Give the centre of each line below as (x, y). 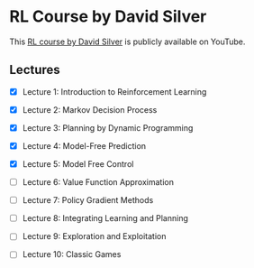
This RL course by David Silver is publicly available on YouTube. (127, 42)
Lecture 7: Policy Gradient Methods (88, 200)
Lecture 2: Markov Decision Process (90, 109)
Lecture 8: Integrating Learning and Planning (105, 218)
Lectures (35, 70)
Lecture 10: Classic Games (72, 254)
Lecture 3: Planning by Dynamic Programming (108, 127)
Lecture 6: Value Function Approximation (98, 182)
